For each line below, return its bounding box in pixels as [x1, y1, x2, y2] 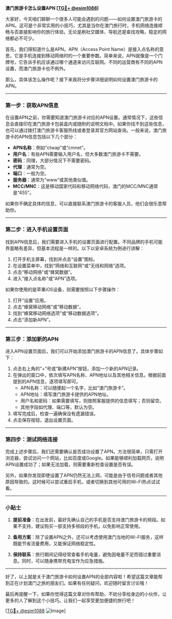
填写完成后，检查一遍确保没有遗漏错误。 [12, 410, 98, 416]
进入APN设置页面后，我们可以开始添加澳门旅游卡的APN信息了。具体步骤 [5, 348, 159, 354]
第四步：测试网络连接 [5, 436, 58, 443]
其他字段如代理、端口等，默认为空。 [20, 404, 97, 410]
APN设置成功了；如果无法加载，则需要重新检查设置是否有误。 [5, 462, 136, 468]
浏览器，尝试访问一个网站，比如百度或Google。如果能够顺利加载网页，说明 [5, 455, 164, 461]
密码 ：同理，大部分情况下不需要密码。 [12, 157, 94, 164]
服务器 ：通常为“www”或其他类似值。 [12, 177, 91, 183]
